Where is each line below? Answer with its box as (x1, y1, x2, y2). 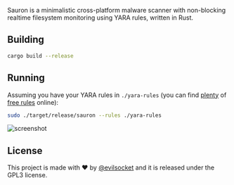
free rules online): (7, 98, 58, 106)
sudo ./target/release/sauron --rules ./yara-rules (7, 112, 162, 119)
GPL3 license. (7, 171, 48, 179)
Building (7, 34, 44, 46)
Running (7, 72, 46, 84)
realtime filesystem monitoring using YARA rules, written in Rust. (7, 13, 194, 22)
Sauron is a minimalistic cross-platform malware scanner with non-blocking (7, 6, 226, 14)
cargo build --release (7, 52, 74, 59)
